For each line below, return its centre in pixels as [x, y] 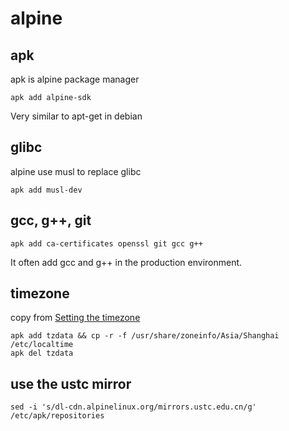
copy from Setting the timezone [75, 318]
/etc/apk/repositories [57, 416]
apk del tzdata [42, 353]
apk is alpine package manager [75, 79]
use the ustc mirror [71, 383]
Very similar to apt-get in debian [76, 116]
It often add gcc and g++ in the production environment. [126, 262]
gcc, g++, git [51, 220]
